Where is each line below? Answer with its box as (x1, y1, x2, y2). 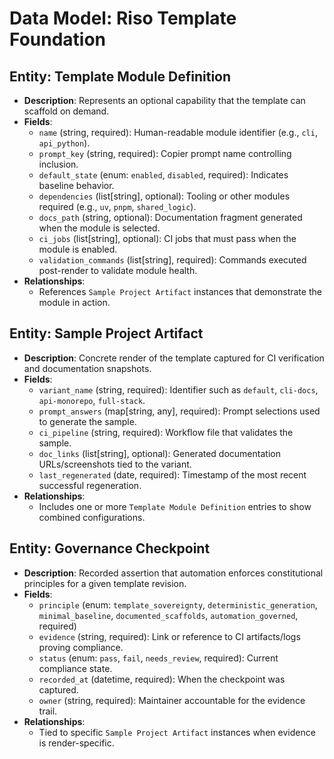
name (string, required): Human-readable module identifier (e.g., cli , (38, 127, 318, 138)
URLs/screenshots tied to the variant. (38, 458, 192, 470)
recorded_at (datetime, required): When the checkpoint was (38, 673, 286, 685)
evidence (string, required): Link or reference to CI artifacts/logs (38, 630, 301, 642)
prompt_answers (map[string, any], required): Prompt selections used (38, 405, 321, 417)
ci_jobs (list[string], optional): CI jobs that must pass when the (38, 233, 297, 244)
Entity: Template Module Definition (9, 68, 232, 85)
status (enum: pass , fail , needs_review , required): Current (38, 652, 279, 664)
